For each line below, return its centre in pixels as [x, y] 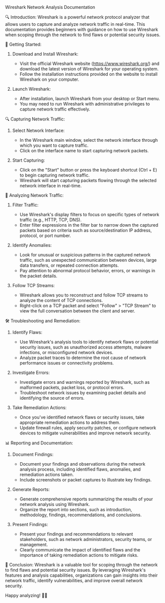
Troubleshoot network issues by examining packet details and [82, 393]
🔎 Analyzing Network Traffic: [34, 195]
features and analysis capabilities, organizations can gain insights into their [82, 575]
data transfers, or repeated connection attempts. [69, 265]
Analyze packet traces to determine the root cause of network [83, 358]
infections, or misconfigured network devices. [66, 352]
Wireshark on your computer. [49, 79]
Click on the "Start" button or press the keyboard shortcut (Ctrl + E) [88, 170]
